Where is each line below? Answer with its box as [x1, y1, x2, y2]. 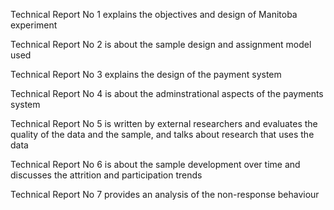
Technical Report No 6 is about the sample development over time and [10, 159, 301, 170]
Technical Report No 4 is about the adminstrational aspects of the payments [10, 88, 324, 99]
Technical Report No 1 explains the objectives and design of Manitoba [10, 9, 298, 20]
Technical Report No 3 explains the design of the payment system [10, 69, 282, 80]
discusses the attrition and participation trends [10, 169, 203, 181]
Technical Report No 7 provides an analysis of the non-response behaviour [10, 189, 320, 200]
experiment [10, 19, 58, 31]
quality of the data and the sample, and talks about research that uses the [10, 129, 315, 140]
